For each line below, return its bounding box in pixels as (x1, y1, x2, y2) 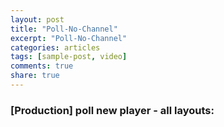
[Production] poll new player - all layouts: (10, 103, 215, 117)
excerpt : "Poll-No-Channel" (10, 33, 128, 43)
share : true (10, 71, 60, 81)
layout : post (10, 14, 65, 25)
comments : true (10, 61, 74, 71)
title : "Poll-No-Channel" (10, 24, 118, 34)
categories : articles (10, 42, 101, 53)
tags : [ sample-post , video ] (10, 52, 128, 62)
